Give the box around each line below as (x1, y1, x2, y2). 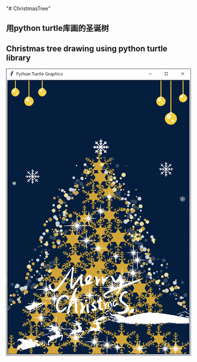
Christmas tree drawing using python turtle (6, 43, 168, 53)
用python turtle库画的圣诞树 (6, 23, 110, 33)
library (6, 53, 31, 63)
